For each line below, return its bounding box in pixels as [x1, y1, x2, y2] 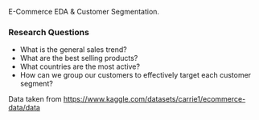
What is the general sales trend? [19, 45, 127, 54]
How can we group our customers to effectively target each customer [19, 70, 252, 80]
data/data [8, 103, 40, 113]
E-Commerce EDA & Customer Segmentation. [8, 7, 159, 16]
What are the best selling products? [19, 54, 138, 63]
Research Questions [8, 26, 90, 38]
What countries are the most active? [19, 62, 141, 71]
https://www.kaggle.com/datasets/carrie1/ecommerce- [63, 94, 246, 104]
